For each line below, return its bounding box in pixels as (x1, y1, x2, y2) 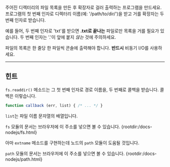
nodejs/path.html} (5, 156, 43, 162)
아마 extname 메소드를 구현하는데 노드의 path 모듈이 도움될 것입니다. (5, 140, 140, 146)
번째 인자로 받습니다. (5, 17, 46, 23)
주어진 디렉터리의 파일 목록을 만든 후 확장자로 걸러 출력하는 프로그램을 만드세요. (5, 5, 162, 10)
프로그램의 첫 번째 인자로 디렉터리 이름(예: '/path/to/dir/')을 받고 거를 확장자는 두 (5, 11, 164, 17)
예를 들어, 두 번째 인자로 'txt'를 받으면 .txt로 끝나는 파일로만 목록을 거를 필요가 (5, 28, 159, 34)
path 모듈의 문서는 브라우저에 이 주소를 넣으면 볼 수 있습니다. (5, 150, 125, 156)
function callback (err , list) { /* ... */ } (5, 103, 103, 108)
